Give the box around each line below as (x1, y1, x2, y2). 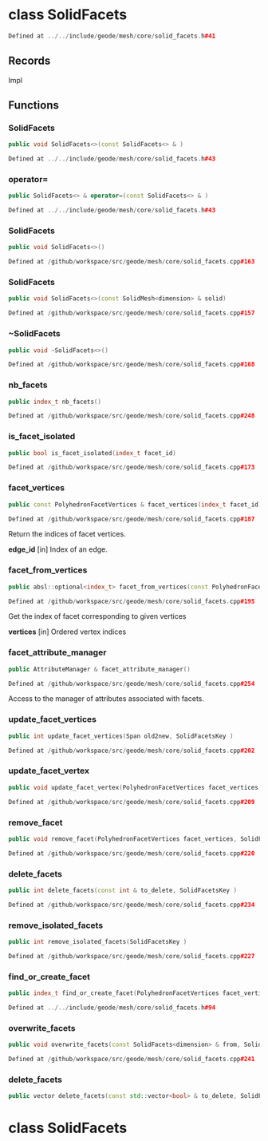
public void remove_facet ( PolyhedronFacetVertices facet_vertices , (8, 834, 238, 843)
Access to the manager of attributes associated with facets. (8, 694, 205, 703)
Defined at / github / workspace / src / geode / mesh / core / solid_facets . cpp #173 (8, 463, 255, 472)
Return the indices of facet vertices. (8, 529, 126, 539)
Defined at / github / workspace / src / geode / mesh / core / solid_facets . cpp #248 (8, 412, 255, 420)
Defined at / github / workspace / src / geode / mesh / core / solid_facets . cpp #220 (8, 849, 255, 858)
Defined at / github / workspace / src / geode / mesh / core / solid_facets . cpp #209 (8, 798, 255, 806)
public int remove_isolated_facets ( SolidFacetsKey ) (8, 937, 187, 945)
